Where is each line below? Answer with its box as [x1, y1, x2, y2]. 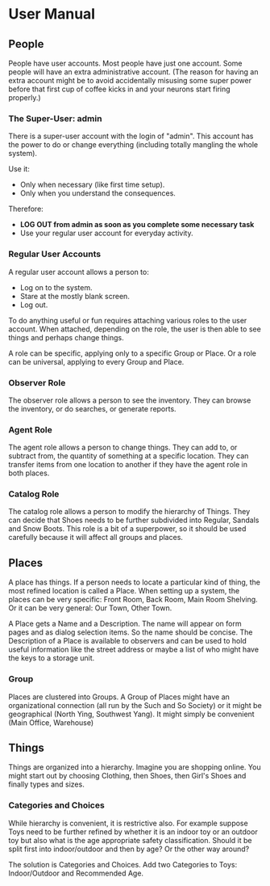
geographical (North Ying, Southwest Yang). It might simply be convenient [8, 709, 255, 719]
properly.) [8, 93, 42, 102]
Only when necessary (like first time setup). [19, 179, 165, 190]
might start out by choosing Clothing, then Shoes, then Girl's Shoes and [8, 771, 247, 781]
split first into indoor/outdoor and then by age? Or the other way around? [8, 844, 250, 854]
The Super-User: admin [8, 112, 102, 124]
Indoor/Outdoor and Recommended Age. [8, 868, 143, 878]
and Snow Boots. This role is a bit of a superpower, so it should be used [8, 524, 247, 534]
